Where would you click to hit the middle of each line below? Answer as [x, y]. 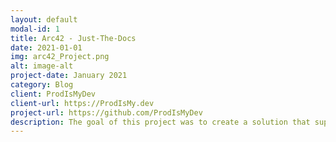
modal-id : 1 [35, 29]
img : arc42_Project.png [60, 57]
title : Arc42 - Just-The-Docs [73, 38]
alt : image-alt [42, 66]
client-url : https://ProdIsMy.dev [82, 103]
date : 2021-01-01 [46, 47]
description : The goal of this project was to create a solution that [160, 122]
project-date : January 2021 [69, 76]
